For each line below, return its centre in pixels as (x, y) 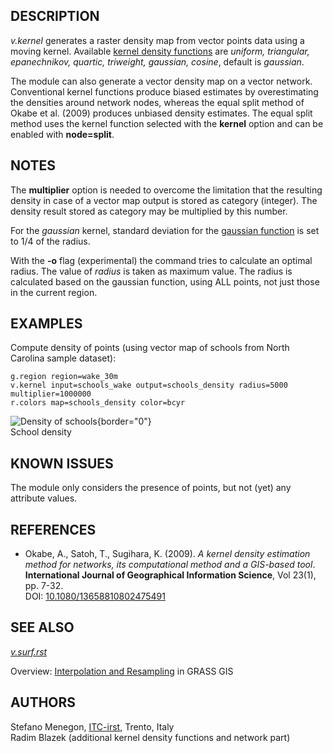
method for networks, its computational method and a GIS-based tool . (170, 565)
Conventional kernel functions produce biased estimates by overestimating (164, 91)
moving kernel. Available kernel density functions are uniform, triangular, (160, 51)
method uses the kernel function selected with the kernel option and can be (167, 123)
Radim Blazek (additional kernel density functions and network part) (150, 737)
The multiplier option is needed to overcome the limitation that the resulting (166, 190)
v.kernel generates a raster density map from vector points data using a (157, 40)
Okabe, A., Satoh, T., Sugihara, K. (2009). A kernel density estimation (167, 554)
